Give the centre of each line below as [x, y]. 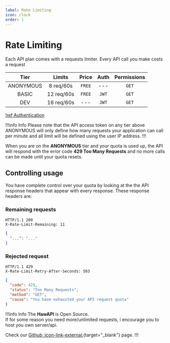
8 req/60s [61, 86]
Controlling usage [34, 173]
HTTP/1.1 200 [19, 220]
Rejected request [27, 256]
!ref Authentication [25, 115]
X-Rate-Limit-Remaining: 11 [35, 225]
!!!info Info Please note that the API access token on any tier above [75, 125]
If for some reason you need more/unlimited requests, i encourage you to [82, 319]
